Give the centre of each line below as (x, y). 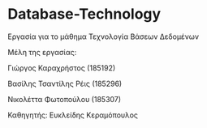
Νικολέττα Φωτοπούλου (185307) (65, 99)
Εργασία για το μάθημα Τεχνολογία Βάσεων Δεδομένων (103, 36)
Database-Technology (84, 14)
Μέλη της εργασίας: (42, 52)
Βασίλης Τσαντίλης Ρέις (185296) (65, 83)
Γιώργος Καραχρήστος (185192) (62, 68)
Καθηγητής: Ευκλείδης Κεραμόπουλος (73, 115)
